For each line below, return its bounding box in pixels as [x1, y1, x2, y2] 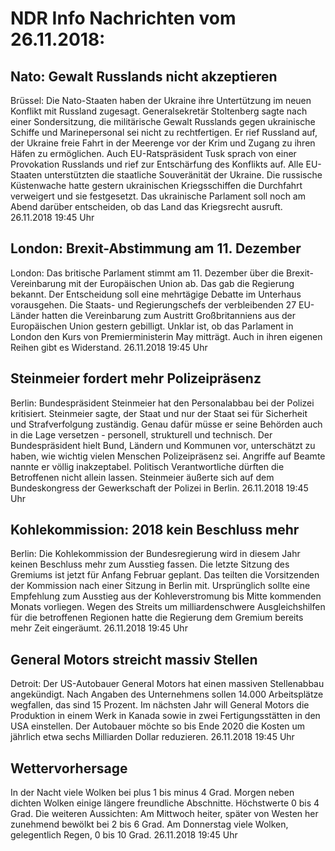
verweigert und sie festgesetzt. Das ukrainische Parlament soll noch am [10, 190, 306, 202]
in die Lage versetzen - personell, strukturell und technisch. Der [10, 428, 273, 441]
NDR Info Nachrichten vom [10, 7, 237, 30]
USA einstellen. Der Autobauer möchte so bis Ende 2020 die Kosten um [10, 720, 306, 732]
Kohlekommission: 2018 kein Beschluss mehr [10, 522, 300, 539]
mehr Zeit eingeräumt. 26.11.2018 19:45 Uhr [10, 622, 188, 634]
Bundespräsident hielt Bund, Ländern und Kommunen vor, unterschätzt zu [10, 439, 316, 451]
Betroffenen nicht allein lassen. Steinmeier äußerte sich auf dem [10, 471, 275, 483]
